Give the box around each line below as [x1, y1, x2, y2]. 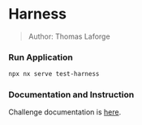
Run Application [8, 52, 73, 63]
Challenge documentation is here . [8, 107, 122, 117]
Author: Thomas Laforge [28, 31, 111, 41]
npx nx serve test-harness [8, 70, 100, 78]
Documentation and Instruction [8, 90, 135, 101]
